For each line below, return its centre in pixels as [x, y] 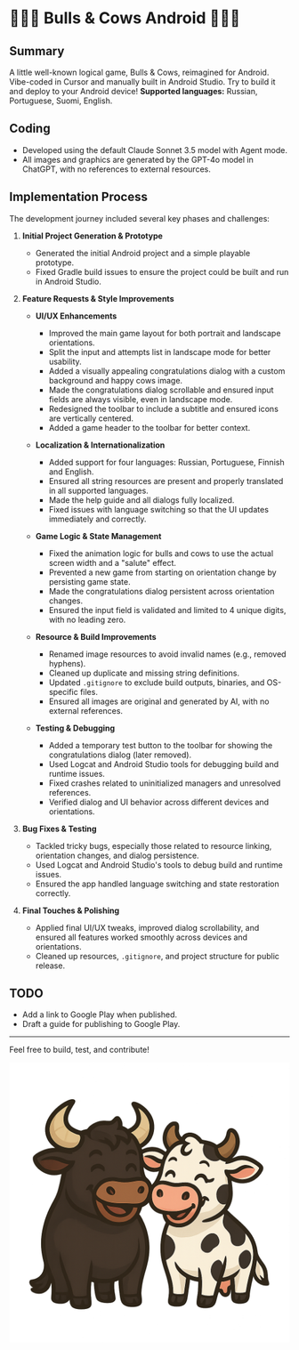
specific [63, 691]
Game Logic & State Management [98, 536]
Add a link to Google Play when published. [100, 1015]
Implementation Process [79, 197]
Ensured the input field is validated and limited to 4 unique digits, [167, 610]
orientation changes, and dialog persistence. [117, 855]
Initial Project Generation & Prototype [92, 236]
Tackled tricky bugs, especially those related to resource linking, [154, 845]
